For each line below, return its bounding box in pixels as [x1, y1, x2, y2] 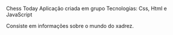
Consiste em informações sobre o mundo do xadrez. [6, 23, 134, 29]
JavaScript [6, 11, 32, 18]
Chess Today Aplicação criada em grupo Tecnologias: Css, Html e [6, 5, 167, 12]
